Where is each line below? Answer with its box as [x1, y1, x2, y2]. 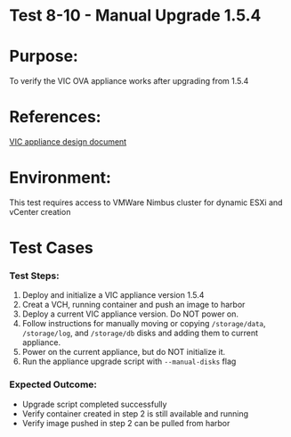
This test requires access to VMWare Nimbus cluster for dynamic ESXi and [9, 197, 283, 208]
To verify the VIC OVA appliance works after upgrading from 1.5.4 [9, 76, 249, 87]
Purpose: [9, 46, 78, 67]
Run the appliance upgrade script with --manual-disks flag [21, 356, 237, 367]
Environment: [9, 168, 111, 188]
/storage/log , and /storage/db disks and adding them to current [21, 327, 259, 339]
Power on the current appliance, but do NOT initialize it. [21, 347, 226, 358]
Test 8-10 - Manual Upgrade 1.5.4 [9, 5, 262, 26]
